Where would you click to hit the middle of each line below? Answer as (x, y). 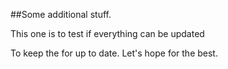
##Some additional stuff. (61, 14)
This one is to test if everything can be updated (107, 33)
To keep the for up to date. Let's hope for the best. (114, 53)
